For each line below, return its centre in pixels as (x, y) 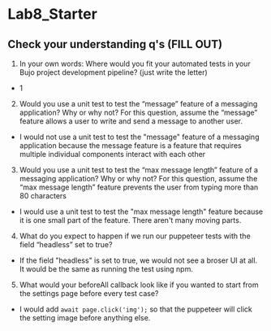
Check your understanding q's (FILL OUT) (115, 44)
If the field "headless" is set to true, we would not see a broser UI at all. (138, 260)
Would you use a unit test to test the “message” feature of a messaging (138, 104)
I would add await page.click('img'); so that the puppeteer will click (136, 309)
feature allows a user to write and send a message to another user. (131, 121)
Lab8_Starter (53, 14)
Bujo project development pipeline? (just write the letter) (113, 72)
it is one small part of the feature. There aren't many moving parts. (130, 220)
